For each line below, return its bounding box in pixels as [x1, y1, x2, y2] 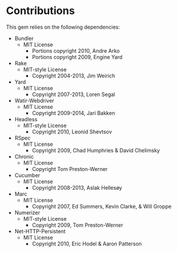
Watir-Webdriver [14, 97, 54, 104]
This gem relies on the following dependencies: [6, 23, 120, 30]
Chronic [14, 153, 34, 160]
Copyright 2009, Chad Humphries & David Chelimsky [32, 146, 160, 153]
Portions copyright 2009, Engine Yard [32, 53, 123, 60]
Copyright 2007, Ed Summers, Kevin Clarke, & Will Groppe [32, 203, 172, 210]
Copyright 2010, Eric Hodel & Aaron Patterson [32, 240, 142, 247]
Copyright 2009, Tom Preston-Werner [32, 221, 124, 228]
